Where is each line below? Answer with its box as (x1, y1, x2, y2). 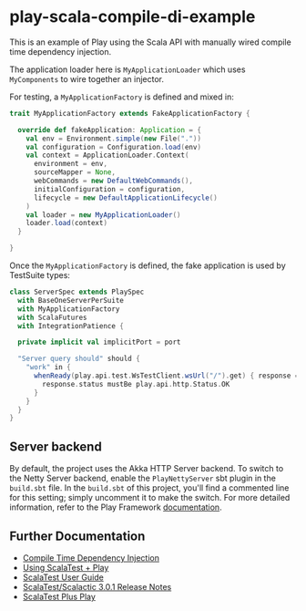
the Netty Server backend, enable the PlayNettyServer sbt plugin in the (9, 472, 276, 484)
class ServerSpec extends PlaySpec (9, 287, 145, 297)
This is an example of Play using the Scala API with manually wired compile (9, 36, 291, 47)
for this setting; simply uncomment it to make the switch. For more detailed (9, 492, 291, 503)
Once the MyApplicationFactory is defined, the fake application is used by (9, 260, 287, 271)
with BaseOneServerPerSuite (17, 295, 125, 305)
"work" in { (25, 363, 71, 372)
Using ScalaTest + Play (22, 562, 109, 573)
